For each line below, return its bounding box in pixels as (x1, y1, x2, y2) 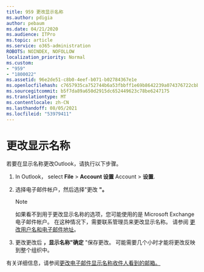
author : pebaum (6, 20, 45, 26)
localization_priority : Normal (6, 54, 86, 60)
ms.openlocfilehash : (6, 83, 59, 89)
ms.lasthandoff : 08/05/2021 (6, 105, 78, 111)
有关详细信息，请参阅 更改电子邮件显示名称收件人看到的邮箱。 (6, 259, 161, 267)
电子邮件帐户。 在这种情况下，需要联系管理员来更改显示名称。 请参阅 (15, 218, 189, 226)
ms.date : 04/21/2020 (6, 26, 59, 32)
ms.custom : (6, 60, 34, 66)
